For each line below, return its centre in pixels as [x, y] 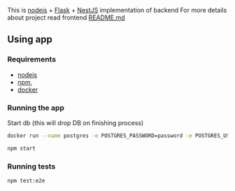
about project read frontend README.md [66, 17]
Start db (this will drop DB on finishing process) [76, 122]
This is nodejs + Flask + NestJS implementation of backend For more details [117, 10]
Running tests [31, 166]
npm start [22, 148]
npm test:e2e [26, 181]
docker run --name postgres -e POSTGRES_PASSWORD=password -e [100, 136]
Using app [30, 40]
